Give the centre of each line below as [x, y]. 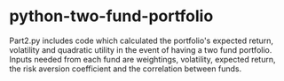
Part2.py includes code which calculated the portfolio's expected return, [141, 40]
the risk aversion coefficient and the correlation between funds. [126, 69]
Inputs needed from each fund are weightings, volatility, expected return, [142, 59]
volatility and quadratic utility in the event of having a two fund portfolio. [141, 49]
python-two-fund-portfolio [111, 16]
